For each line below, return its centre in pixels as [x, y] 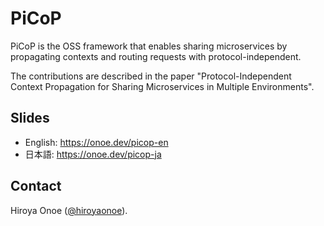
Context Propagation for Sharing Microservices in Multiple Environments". [162, 86]
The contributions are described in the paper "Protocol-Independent [151, 76]
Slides [30, 118]
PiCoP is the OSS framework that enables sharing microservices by [149, 46]
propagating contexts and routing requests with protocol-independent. [156, 56]
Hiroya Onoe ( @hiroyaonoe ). [69, 210]
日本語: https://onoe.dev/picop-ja [93, 154]
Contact [36, 186]
